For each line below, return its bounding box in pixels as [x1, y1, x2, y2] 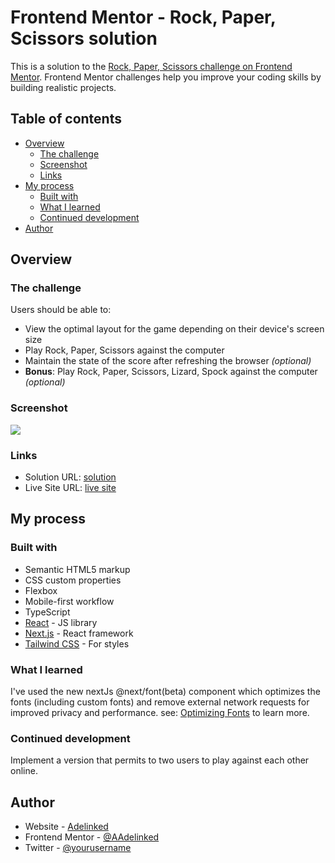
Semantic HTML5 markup [24, 563, 131, 575]
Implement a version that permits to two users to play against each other [10, 754, 310, 766]
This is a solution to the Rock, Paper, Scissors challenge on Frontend [10, 60, 293, 72]
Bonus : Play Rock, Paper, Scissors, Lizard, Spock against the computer [24, 366, 318, 378]
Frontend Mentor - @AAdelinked [24, 831, 160, 843]
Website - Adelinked [24, 821, 109, 833]
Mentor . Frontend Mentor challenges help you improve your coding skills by [10, 71, 322, 83]
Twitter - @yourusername [24, 842, 132, 854]
